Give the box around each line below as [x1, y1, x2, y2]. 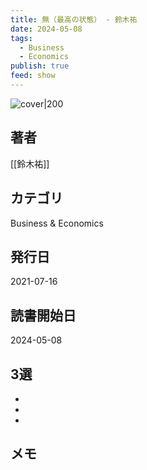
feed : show [10, 71, 56, 81]
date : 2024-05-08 [10, 24, 83, 34]
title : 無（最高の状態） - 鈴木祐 [10, 14, 138, 25]
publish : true [10, 61, 70, 71]
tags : [10, 33, 33, 43]
